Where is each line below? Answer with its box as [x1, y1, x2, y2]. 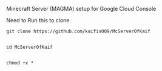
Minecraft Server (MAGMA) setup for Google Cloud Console [6, 5, 157, 12]
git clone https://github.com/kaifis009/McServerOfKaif [6, 28, 150, 34]
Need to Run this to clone [6, 17, 70, 23]
